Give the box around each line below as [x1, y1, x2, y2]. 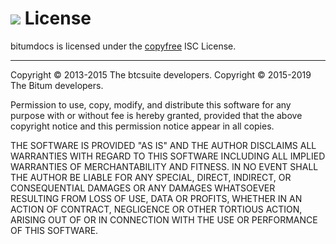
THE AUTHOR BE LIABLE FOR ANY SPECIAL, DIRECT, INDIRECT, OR [10, 171, 292, 183]
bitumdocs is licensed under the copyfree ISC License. [10, 40, 237, 52]
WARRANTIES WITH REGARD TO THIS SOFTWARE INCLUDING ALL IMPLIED [10, 150, 326, 162]
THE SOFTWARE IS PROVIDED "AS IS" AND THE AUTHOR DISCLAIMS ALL [10, 139, 317, 151]
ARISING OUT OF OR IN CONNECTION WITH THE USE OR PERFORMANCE [10, 213, 318, 226]
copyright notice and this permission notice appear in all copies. [10, 120, 275, 132]
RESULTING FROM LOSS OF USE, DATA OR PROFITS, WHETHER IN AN [10, 192, 303, 204]
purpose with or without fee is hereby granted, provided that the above [10, 109, 303, 121]
